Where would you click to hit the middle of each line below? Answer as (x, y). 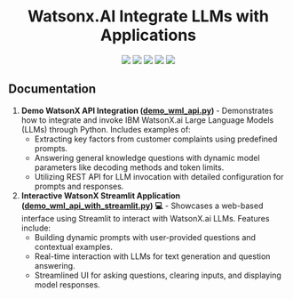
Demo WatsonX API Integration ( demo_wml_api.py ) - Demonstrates (147, 110)
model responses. (67, 284)
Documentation (52, 89)
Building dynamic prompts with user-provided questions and (145, 237)
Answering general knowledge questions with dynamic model (147, 158)
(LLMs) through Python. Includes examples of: (106, 129)
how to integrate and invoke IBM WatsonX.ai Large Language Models (147, 120)
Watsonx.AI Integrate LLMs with (148, 16)
